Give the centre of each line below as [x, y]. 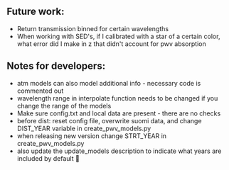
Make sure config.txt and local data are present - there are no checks [119, 113]
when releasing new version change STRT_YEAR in [92, 136]
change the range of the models [64, 106]
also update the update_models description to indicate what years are [119, 151]
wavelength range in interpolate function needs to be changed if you [117, 98]
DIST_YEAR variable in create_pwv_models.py [84, 128]
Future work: [36, 12]
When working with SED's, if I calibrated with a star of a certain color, [118, 36]
